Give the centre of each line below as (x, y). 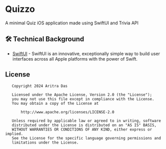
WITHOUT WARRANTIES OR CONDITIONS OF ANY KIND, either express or (82, 129)
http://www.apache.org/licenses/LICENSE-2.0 (67, 112)
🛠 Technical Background (45, 39)
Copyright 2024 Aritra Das (40, 86)
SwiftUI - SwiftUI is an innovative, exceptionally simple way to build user (86, 54)
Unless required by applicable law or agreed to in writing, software (86, 121)
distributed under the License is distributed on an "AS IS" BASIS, (84, 125)
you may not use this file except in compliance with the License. (83, 99)
